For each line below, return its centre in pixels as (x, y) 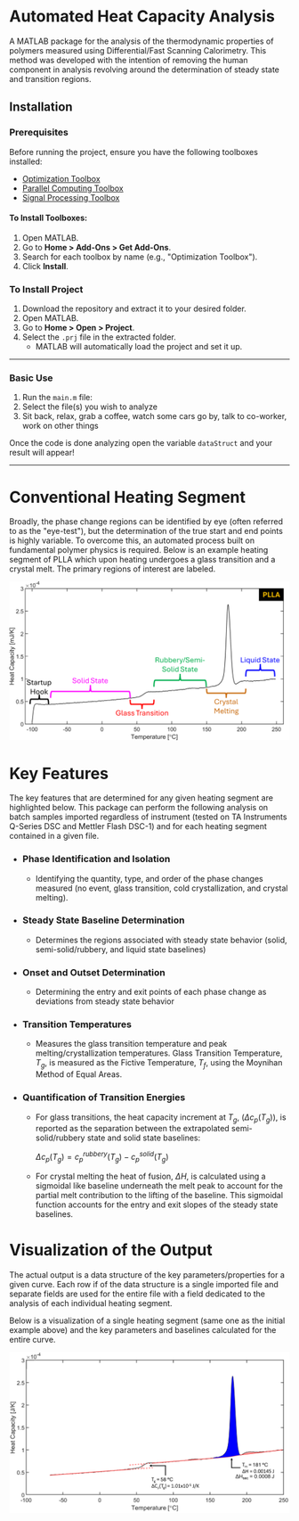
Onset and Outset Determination (94, 972)
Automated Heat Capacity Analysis (142, 16)
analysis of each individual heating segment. (91, 1303)
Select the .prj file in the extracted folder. (99, 337)
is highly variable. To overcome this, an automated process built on (132, 540)
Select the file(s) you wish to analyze (90, 407)
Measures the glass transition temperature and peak (131, 1044)
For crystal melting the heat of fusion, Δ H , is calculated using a (150, 1176)
